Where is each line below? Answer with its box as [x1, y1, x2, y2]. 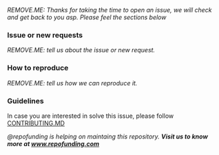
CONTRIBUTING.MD [7, 118, 65, 127]
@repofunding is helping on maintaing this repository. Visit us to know [7, 132, 209, 141]
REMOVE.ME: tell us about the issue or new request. [7, 46, 156, 54]
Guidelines [7, 96, 44, 105]
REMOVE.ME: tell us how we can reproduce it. [7, 79, 138, 87]
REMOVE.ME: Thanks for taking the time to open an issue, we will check [7, 6, 212, 14]
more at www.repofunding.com [7, 139, 100, 147]
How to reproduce [7, 63, 69, 73]
